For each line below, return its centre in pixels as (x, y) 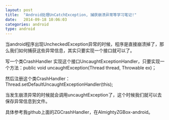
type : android (20, 29)
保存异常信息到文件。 (27, 101)
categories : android (27, 24)
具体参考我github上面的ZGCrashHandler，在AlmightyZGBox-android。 (79, 112)
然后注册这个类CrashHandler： (38, 79)
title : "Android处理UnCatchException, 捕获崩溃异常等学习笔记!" (71, 15)
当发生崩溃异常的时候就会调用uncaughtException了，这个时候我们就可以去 (83, 95)
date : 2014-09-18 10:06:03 (36, 19)
